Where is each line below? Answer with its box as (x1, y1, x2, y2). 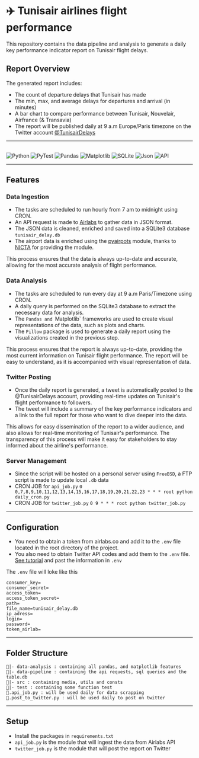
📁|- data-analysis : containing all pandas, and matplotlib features (6, 664, 182, 670)
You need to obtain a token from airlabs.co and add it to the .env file (14, 538, 181, 545)
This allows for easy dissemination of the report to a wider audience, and (6, 423, 184, 430)
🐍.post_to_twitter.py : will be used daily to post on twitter (6, 695, 166, 701)
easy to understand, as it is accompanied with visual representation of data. (6, 358, 191, 365)
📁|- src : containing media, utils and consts (6, 679, 123, 685)
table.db (6, 674, 28, 680)
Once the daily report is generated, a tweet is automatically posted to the (14, 386, 193, 394)
